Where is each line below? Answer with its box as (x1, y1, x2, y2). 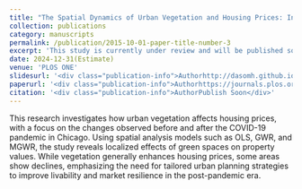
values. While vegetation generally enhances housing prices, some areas (9, 150, 280, 161)
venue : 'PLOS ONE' (9, 64, 78, 73)
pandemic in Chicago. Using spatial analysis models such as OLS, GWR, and (9, 132, 292, 142)
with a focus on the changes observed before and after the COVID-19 (9, 122, 267, 133)
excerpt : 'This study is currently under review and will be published (9, 47, 283, 56)
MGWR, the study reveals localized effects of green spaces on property (9, 141, 275, 152)
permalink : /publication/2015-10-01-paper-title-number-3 (9, 38, 231, 47)
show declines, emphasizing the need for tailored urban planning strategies (9, 160, 289, 171)
